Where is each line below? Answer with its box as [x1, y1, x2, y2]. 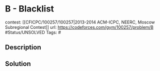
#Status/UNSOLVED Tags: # [5, 29, 62, 35]
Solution [5, 59, 31, 68]
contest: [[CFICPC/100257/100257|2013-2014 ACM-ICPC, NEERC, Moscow [5, 19, 155, 25]
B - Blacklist [5, 3, 54, 14]
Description [5, 43, 41, 51]
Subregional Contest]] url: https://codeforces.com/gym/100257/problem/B [5, 24, 154, 30]
